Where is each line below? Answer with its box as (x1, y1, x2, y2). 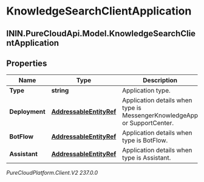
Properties (6, 58, 47, 68)
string (51, 86, 69, 95)
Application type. (122, 86, 171, 95)
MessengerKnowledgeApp (122, 111, 199, 120)
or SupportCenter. (122, 119, 174, 128)
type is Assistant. (122, 154, 171, 162)
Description (142, 76, 178, 85)
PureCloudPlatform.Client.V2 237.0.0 (6, 169, 98, 177)
